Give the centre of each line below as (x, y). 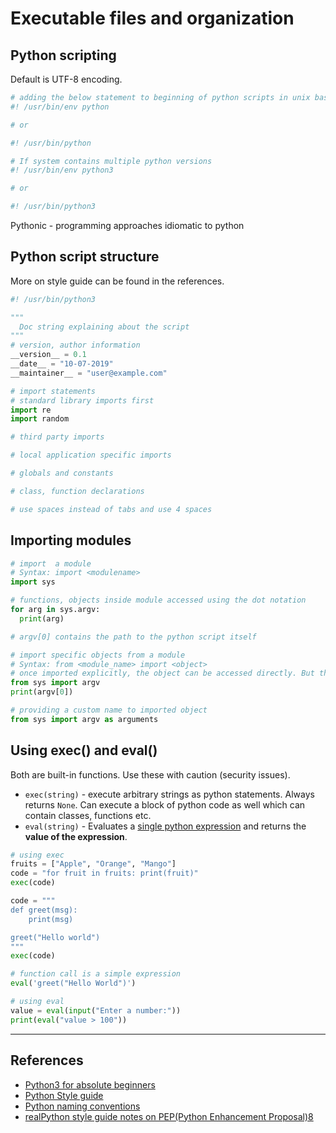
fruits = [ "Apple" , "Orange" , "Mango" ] (93, 864)
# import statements (53, 391)
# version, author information (75, 345)
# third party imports (57, 437)
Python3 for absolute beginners (90, 1084)
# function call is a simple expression (96, 974)
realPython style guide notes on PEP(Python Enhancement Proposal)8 (169, 1116)
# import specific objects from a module (98, 655)
